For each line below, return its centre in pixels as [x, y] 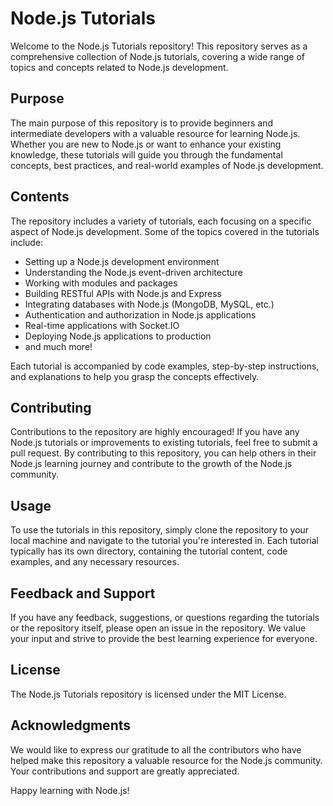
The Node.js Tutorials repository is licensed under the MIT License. [148, 694]
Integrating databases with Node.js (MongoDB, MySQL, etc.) [149, 304]
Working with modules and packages [101, 283]
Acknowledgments [71, 725]
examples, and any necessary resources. [95, 562]
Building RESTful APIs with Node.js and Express [123, 293]
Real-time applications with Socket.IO [102, 325]
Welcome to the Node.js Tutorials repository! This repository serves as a [159, 46]
